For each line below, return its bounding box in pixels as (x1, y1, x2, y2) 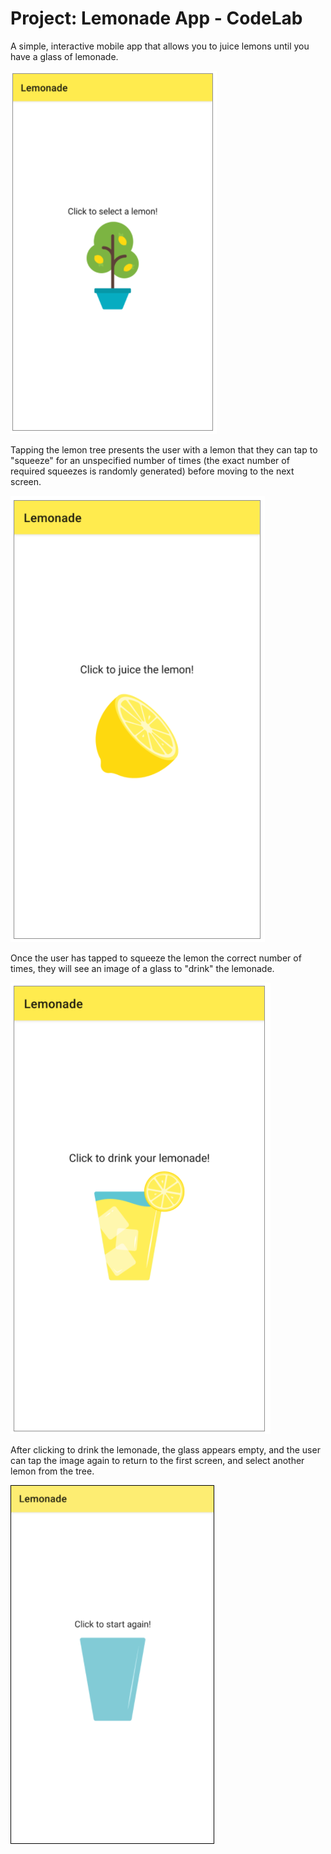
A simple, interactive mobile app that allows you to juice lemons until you (10, 40, 310, 52)
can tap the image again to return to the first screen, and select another (10, 1454, 305, 1466)
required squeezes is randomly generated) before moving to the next (10, 465, 295, 477)
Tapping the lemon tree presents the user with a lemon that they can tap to (10, 443, 318, 456)
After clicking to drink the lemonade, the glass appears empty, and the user (10, 1443, 321, 1456)
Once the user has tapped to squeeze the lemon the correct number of (10, 952, 302, 964)
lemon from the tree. (10, 1465, 95, 1477)
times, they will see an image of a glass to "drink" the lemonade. (10, 962, 275, 974)
